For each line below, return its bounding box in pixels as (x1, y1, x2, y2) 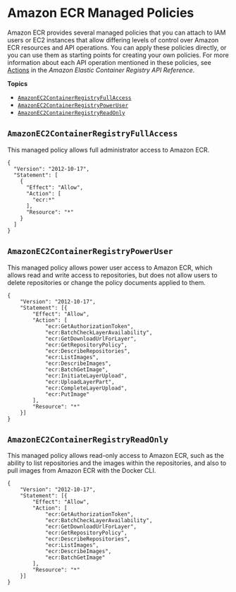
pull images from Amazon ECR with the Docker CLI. (7, 466, 156, 475)
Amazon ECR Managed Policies (7, 5, 194, 21)
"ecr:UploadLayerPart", (44, 378, 115, 385)
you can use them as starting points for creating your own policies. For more (7, 51, 229, 59)
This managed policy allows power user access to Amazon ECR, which (7, 263, 213, 272)
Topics (7, 79, 28, 87)
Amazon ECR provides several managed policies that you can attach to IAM (7, 28, 226, 37)
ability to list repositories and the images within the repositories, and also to (7, 459, 227, 467)
